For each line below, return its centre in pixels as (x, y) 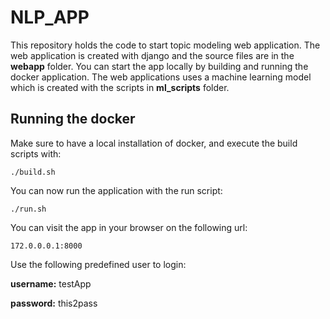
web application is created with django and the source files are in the (152, 55)
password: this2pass (54, 303)
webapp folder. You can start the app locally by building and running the (159, 66)
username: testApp (51, 283)
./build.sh (33, 172)
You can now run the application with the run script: (116, 190)
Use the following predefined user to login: (98, 264)
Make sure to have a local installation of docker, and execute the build (154, 143)
